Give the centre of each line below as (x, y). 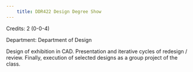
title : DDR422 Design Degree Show (59, 12)
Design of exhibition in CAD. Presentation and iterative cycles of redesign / (97, 51)
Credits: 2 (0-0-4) (28, 28)
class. (13, 64)
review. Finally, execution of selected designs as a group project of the (92, 57)
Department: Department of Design (49, 40)
